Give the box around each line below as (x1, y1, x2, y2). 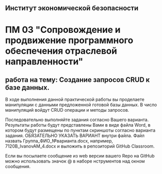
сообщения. (5, 164, 31, 170)
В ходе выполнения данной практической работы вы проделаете (5, 97, 145, 103)
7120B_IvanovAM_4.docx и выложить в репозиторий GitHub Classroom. (5, 143, 155, 149)
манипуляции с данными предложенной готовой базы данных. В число (5, 102, 157, 108)
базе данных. (5, 83, 50, 92)
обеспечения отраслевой (5, 45, 117, 56)
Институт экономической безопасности (5, 4, 139, 12)
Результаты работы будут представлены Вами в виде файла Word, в (5, 122, 151, 128)
